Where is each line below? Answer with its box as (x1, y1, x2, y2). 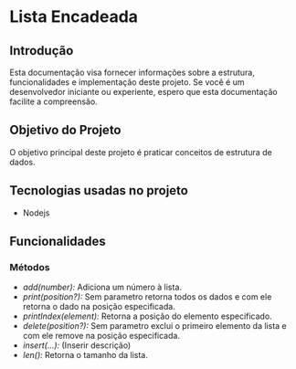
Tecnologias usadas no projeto (9, 183, 189, 198)
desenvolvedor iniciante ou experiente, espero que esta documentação (9, 87, 278, 97)
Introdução (9, 43, 74, 58)
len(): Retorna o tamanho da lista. (22, 350, 149, 361)
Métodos (9, 260, 50, 273)
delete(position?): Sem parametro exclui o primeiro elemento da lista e (22, 321, 287, 332)
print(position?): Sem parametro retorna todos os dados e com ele (22, 291, 272, 302)
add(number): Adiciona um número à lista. (22, 281, 183, 293)
